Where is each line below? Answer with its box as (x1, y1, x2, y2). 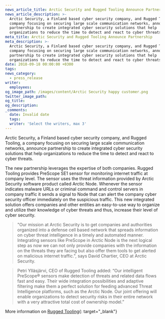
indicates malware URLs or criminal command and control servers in (5, 186, 143, 192)
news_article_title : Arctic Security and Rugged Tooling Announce (5, 7, 144, 12)
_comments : (5, 107, 27, 113)
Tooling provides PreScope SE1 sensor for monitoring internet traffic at (5, 170, 148, 176)
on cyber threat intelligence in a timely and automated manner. (17, 232, 144, 238)
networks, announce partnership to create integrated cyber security (5, 145, 143, 151)
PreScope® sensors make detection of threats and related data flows (17, 273, 157, 279)
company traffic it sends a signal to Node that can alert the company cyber (5, 191, 157, 197)
